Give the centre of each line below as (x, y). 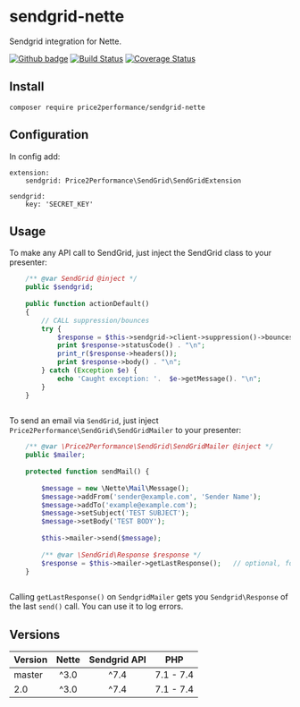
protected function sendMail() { (87, 472)
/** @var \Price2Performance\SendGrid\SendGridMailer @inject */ (150, 447)
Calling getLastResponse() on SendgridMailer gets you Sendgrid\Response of (149, 597)
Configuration (49, 135)
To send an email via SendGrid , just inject (84, 421)
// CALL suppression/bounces (96, 320)
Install (27, 87)
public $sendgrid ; (59, 287)
